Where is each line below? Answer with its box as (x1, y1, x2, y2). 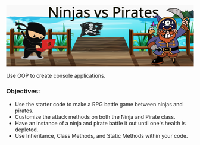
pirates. (14, 107, 34, 114)
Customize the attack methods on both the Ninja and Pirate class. (14, 113, 176, 120)
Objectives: (6, 87, 40, 96)
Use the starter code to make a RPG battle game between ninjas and (14, 100, 183, 108)
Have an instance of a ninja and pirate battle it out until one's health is (14, 119, 186, 127)
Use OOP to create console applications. (6, 72, 106, 80)
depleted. (14, 126, 39, 133)
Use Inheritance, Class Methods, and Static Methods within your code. (14, 132, 189, 139)
